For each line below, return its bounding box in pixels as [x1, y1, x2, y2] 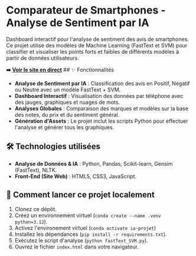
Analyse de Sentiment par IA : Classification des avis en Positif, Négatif [14, 80, 190, 87]
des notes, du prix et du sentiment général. [14, 111, 120, 118]
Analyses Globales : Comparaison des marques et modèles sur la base [14, 104, 189, 112]
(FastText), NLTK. [14, 166, 57, 173]
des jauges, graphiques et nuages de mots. [14, 99, 120, 106]
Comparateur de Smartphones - [6, 4, 166, 17]
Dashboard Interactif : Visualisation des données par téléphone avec [14, 92, 184, 99]
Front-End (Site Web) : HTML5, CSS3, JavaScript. [14, 172, 137, 180]
